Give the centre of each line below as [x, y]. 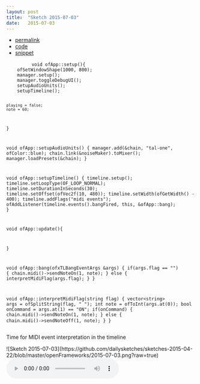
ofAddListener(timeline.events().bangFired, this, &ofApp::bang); [91, 204]
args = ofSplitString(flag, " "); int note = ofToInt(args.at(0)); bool [99, 304]
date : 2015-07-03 [31, 23]
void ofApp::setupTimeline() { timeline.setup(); [70, 178]
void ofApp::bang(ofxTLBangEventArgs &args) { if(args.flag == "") [92, 268]
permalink [27, 40]
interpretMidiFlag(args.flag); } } [51, 278]
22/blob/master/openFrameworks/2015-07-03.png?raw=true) [83, 355]
